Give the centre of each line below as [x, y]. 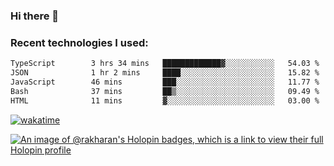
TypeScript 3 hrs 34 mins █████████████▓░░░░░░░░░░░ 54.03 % [165, 64]
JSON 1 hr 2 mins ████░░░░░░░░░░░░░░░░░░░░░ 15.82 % [165, 73]
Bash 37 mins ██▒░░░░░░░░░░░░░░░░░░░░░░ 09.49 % [165, 91]
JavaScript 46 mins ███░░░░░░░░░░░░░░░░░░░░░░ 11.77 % [165, 82]
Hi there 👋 [35, 16]
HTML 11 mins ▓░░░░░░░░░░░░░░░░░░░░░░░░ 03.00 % [165, 100]
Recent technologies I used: [79, 42]
